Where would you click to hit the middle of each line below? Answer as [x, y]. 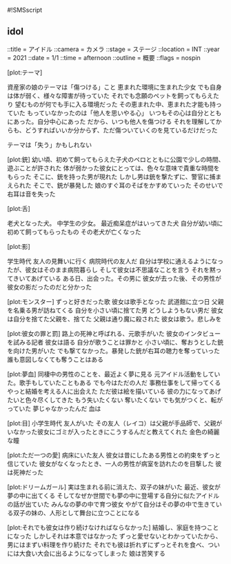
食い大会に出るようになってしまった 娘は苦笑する [95, 553]
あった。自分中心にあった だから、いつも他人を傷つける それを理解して [114, 121]
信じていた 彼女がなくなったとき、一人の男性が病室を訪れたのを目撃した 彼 [114, 463]
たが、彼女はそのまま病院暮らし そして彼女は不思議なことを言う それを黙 [111, 270]
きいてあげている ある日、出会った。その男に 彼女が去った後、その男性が [117, 278]
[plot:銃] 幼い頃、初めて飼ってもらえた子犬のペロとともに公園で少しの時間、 [116, 159]
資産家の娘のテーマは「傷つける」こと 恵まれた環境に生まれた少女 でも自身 [114, 87]
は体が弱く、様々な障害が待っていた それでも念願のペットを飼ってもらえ [110, 95]
